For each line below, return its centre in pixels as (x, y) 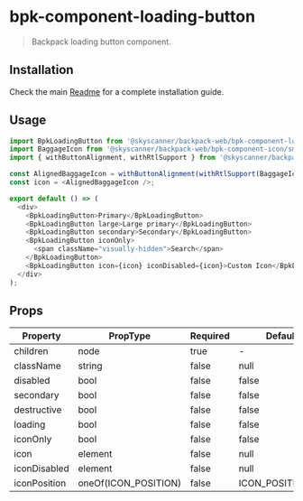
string (90, 366)
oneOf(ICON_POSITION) (130, 483)
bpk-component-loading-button (132, 17)
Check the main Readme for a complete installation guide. (117, 91)
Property (41, 336)
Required (210, 336)
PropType (130, 336)
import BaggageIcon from (56, 149)
